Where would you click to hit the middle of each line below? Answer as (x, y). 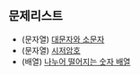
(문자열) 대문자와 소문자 (63, 39)
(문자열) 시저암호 (51, 50)
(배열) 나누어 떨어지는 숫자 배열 (76, 62)
